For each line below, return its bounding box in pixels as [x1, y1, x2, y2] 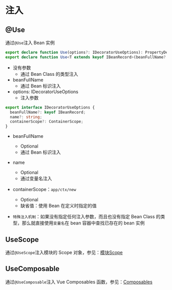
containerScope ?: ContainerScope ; [10, 119, 83, 125]
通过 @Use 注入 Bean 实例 [5, 39, 55, 46]
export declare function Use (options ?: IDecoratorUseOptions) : [5, 50, 143, 55]
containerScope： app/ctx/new [12, 187, 76, 193]
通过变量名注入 [20, 175, 52, 182]
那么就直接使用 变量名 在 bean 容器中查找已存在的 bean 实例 [21, 220, 145, 226]
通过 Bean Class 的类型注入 [20, 71, 78, 77]
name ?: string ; [10, 114, 42, 119]
